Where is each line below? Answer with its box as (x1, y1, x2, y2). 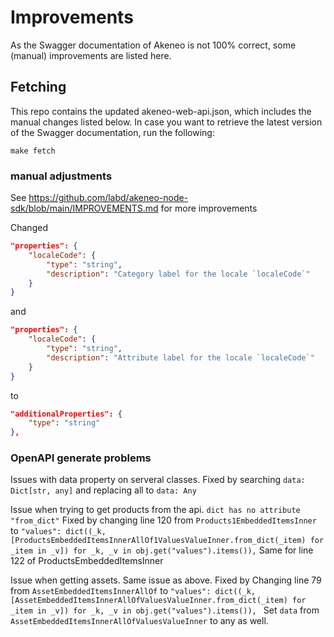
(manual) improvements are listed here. (10, 49, 172, 61)
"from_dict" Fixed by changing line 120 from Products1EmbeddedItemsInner (10, 514, 317, 526)
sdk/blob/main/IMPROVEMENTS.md (10, 202, 159, 215)
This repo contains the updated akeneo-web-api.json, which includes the (10, 105, 312, 117)
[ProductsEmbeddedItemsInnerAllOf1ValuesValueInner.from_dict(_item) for (10, 536, 325, 546)
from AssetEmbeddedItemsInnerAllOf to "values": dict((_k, (10, 585, 257, 597)
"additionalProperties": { (10, 409, 123, 419)
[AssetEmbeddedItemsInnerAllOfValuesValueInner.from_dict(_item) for (10, 596, 307, 606)
